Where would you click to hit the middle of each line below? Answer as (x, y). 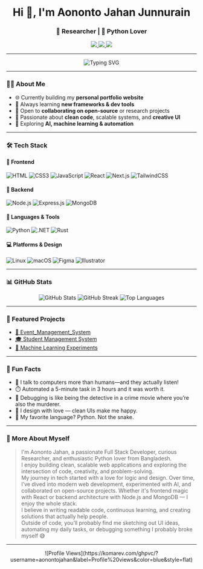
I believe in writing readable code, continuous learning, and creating (106, 510)
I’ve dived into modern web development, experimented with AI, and (106, 484)
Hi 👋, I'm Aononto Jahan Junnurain (101, 12)
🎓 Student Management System (56, 339)
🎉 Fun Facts (24, 369)
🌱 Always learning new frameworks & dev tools (75, 104)
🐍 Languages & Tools (33, 217)
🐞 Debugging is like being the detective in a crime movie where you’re (102, 398)
